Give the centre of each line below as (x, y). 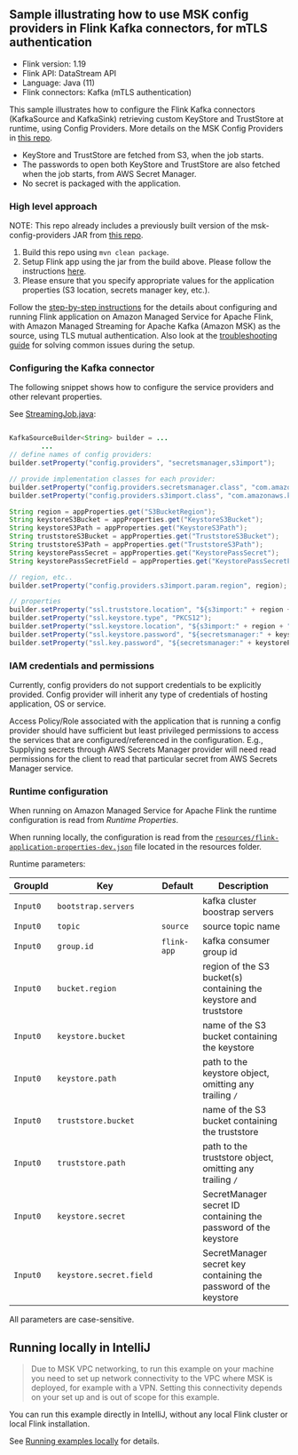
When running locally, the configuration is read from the (111, 837)
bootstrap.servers (96, 907)
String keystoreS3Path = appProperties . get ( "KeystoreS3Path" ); (129, 528)
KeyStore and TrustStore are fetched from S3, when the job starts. (143, 155)
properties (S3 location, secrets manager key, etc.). (116, 290)
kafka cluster (230, 901)
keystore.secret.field (105, 1275)
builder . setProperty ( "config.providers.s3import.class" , (117, 496)
